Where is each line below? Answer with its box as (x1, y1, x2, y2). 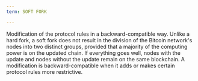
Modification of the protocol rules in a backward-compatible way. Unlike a (6, 30, 190, 38)
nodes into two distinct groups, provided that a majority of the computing (6, 43, 188, 50)
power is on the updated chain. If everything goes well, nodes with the (6, 49, 181, 57)
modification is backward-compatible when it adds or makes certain (6, 62, 176, 69)
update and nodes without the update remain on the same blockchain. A (6, 55, 185, 63)
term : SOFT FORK (6, 8, 47, 15)
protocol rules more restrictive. (6, 68, 83, 75)
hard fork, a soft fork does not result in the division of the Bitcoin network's (6, 36, 193, 43)
